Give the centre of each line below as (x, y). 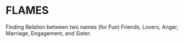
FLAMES (27, 10)
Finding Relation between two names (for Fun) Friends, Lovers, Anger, (92, 27)
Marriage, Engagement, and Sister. (48, 33)
